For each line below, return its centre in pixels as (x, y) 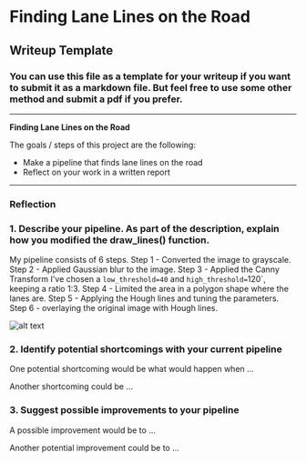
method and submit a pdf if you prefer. (97, 99)
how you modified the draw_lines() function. (110, 240)
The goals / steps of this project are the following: (102, 145)
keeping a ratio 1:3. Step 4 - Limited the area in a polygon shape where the (149, 289)
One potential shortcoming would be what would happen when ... (132, 369)
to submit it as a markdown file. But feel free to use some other (151, 87)
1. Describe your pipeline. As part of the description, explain (144, 228)
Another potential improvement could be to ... (95, 447)
